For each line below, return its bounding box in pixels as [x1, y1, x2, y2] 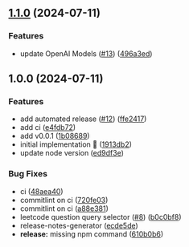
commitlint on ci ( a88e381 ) [19, 204, 109, 213]
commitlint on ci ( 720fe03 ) [19, 195, 109, 204]
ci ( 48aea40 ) [19, 186, 64, 196]
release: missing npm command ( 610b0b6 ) [19, 229, 164, 239]
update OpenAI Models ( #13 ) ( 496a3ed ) [19, 48, 153, 59]
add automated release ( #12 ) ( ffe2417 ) [19, 114, 147, 123]
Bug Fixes [8, 168, 48, 180]
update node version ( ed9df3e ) [19, 148, 125, 158]
